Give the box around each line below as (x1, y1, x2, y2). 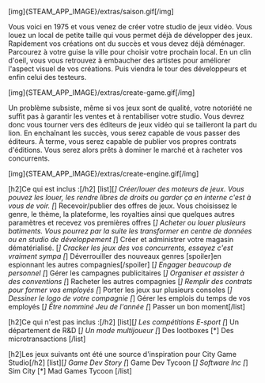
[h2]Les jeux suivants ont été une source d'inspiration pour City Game (8, 350, 237, 358)
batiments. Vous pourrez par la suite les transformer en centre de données (8, 226, 252, 236)
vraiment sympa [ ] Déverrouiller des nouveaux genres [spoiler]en (8, 252, 221, 260)
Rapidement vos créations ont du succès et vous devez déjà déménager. (8, 39, 245, 48)
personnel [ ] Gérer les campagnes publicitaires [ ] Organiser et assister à (8, 268, 245, 278)
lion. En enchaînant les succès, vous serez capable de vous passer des (8, 128, 240, 138)
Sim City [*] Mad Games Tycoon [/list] (8, 366, 132, 375)
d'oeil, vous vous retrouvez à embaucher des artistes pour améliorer (8, 55, 231, 65)
